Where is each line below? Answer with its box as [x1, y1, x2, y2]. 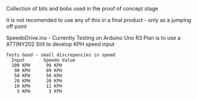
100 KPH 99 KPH [11, 62, 62, 68]
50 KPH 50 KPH [14, 73, 62, 79]
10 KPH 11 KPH [14, 83, 62, 89]
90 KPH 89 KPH [14, 68, 62, 74]
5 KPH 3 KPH [17, 88, 62, 94]
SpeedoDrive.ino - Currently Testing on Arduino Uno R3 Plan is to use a [6, 34, 181, 41]
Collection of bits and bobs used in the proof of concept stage [6, 5, 158, 12]
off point [6, 23, 27, 30]
